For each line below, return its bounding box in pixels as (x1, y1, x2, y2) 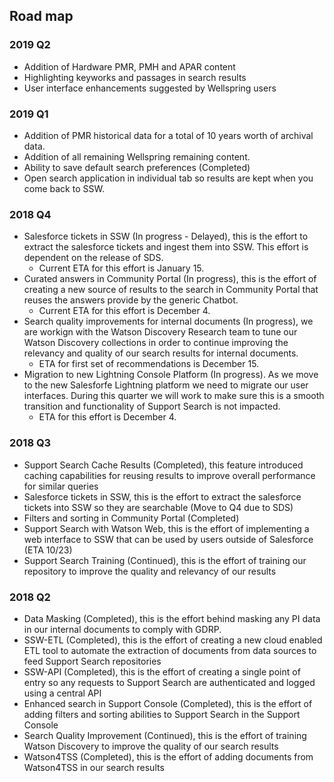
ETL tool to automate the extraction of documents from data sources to (23, 644, 317, 656)
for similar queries (23, 480, 99, 492)
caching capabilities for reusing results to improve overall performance (23, 469, 316, 481)
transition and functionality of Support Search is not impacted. (23, 400, 281, 413)
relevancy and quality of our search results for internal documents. (23, 347, 299, 359)
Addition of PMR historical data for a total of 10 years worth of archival (23, 129, 314, 141)
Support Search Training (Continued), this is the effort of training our (23, 554, 307, 566)
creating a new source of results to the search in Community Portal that (23, 284, 319, 296)
